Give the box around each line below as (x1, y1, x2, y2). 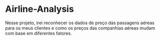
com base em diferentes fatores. (5, 30, 72, 36)
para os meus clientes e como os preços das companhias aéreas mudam (5, 25, 156, 31)
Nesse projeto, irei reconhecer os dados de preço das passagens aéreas (5, 20, 155, 26)
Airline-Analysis (5, 3, 74, 15)
